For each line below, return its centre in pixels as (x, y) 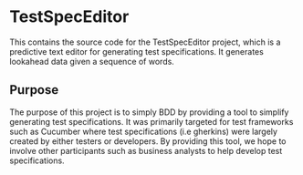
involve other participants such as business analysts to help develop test (146, 150)
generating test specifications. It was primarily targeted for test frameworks (151, 121)
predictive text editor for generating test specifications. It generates (137, 51)
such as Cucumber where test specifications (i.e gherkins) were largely (144, 131)
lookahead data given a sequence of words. (92, 61)
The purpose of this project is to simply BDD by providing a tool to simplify (149, 112)
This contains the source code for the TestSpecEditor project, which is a (145, 42)
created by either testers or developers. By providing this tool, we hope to (148, 141)
